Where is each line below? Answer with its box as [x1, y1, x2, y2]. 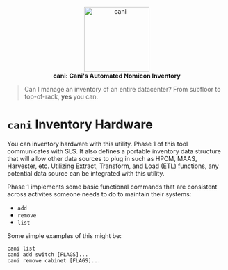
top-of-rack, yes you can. [24, 92, 99, 101]
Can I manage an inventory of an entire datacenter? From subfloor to [24, 85, 221, 93]
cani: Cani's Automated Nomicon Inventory [53, 71, 181, 80]
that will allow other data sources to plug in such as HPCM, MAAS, [7, 154, 197, 162]
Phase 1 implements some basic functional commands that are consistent [7, 183, 218, 191]
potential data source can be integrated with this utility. [7, 169, 165, 177]
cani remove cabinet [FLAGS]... [7, 257, 101, 264]
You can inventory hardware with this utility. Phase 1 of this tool [7, 140, 188, 148]
